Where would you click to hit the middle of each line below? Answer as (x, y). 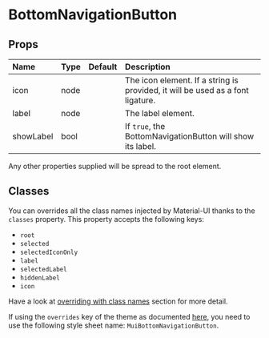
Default (103, 67)
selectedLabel (43, 269)
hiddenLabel (40, 278)
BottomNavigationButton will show (190, 136)
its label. (141, 146)
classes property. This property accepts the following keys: (106, 219)
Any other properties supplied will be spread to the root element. (115, 166)
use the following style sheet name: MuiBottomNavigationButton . (114, 325)
